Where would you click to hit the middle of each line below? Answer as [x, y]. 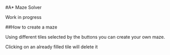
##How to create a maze [31, 27]
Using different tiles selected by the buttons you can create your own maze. [85, 37]
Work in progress [24, 17]
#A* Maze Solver [24, 7]
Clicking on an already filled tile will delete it [52, 47]
